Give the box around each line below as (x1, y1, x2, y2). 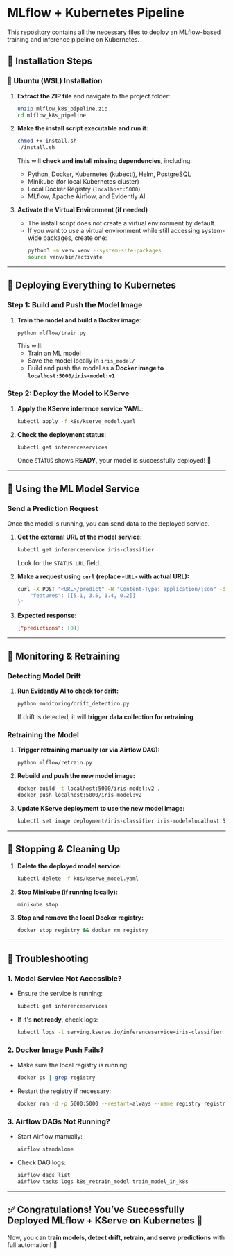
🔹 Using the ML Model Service (7, 483, 140, 494)
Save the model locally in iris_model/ (27, 356, 135, 365)
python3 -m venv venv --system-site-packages (27, 248, 162, 255)
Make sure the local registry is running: (17, 1061, 130, 1069)
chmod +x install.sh (17, 137, 77, 145)
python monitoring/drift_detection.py (17, 700, 130, 707)
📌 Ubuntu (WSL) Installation (7, 76, 103, 86)
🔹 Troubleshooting (7, 952, 89, 965)
